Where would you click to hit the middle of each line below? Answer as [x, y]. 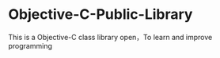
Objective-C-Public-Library [101, 14]
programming [30, 45]
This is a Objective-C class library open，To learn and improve [110, 37]
